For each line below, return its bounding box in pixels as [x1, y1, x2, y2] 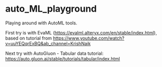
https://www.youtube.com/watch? [52, 35, 125, 41]
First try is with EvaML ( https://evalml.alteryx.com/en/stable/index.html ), [5, 29, 157, 36]
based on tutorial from [5, 35, 52, 41]
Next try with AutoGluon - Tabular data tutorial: [5, 50, 104, 56]
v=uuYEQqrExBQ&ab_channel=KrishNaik [5, 40, 91, 46]
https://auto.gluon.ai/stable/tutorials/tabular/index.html [5, 55, 120, 61]
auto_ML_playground [5, 3, 97, 15]
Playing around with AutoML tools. [5, 20, 77, 26]
